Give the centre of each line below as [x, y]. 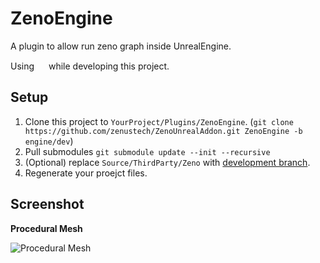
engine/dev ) [49, 141]
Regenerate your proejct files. [86, 173]
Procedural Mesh [46, 228]
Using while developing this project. [90, 66]
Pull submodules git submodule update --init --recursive [147, 151]
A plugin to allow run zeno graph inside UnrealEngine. [121, 46]
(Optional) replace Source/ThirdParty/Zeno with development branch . [167, 162]
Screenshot [47, 204]
